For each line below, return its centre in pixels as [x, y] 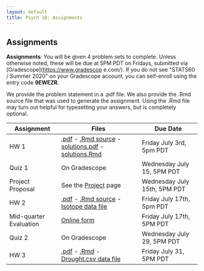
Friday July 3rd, [164, 143]
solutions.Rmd [81, 154]
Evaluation [24, 224]
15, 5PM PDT [161, 172]
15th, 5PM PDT [164, 189]
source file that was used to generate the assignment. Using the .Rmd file [98, 101]
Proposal [22, 189]
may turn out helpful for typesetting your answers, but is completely [91, 108]
